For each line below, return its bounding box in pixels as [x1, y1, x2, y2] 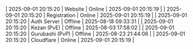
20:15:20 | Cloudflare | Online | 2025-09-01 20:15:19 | [5, 37, 134, 43]
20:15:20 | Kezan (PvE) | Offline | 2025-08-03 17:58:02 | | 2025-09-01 [5, 24, 175, 31]
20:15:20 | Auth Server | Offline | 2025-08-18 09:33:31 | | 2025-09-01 [5, 18, 174, 24]
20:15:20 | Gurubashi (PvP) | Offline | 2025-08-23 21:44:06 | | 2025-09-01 [5, 30, 185, 37]
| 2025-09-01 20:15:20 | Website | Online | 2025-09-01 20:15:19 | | [5, 6, 165, 12]
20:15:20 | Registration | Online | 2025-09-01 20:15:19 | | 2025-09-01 [21, 12, 187, 19]
